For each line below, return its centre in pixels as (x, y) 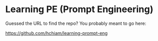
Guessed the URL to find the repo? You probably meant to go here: (76, 23)
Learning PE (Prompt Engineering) (80, 9)
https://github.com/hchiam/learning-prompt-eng (56, 33)
